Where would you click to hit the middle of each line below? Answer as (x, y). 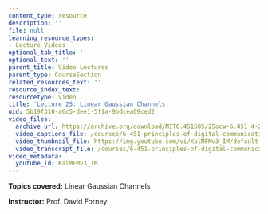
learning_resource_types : (51, 38)
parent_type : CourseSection (55, 75)
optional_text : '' (39, 60)
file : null (26, 30)
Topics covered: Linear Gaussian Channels (79, 186)
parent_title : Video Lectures (59, 68)
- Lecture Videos (37, 45)
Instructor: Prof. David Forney (58, 202)
